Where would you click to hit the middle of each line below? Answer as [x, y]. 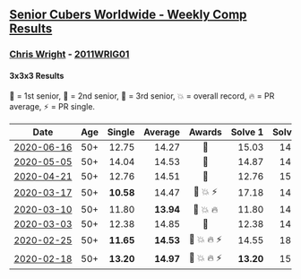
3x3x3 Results [37, 75]
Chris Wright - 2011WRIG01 [69, 55]
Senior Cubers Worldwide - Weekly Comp [128, 15]
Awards [205, 132]
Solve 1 [247, 132]
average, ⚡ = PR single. [52, 106]
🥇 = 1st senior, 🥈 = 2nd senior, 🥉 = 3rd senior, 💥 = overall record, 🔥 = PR [142, 96]
